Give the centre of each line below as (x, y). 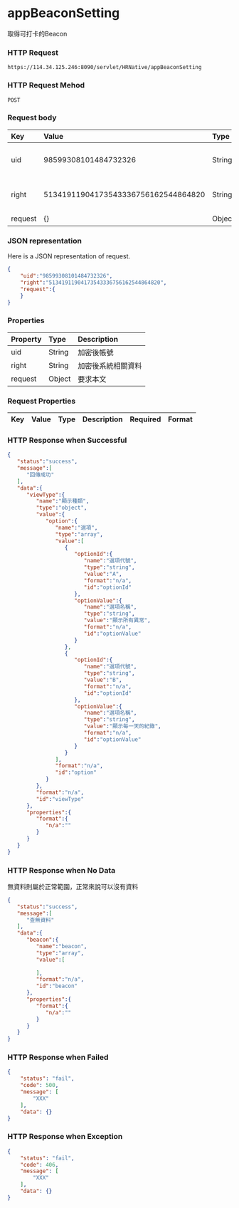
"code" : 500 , (39, 1086)
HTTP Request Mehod (46, 85)
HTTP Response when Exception (65, 1137)
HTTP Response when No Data (62, 870)
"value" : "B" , (103, 680)
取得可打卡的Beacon (37, 33)
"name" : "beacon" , (62, 947)
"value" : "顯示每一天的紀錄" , (122, 726)
